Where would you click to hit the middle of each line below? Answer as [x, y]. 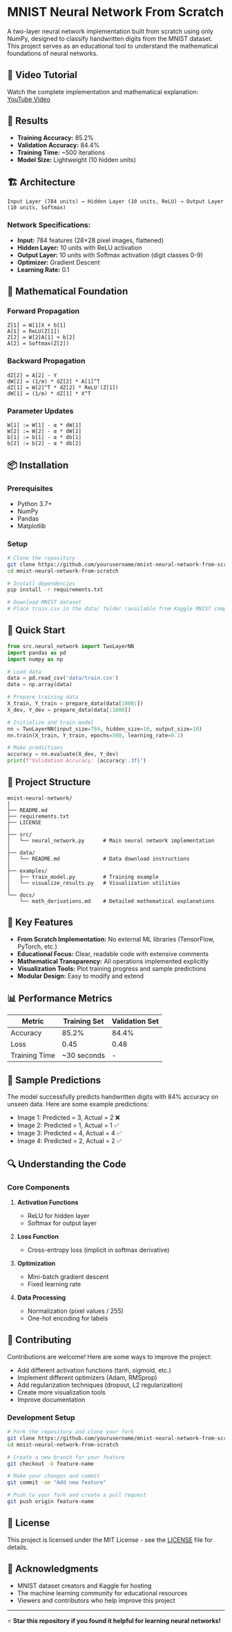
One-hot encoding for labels [68, 1318]
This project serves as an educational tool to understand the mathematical [113, 46]
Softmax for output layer [62, 1223]
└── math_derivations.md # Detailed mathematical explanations [117, 901]
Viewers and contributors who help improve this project [96, 1600]
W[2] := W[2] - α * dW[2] [44, 431]
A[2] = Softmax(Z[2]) [38, 343]
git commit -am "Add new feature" [57, 1482]
